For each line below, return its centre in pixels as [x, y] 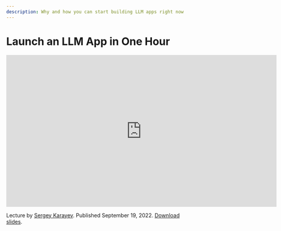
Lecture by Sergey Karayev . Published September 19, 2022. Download [93, 215]
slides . [14, 221]
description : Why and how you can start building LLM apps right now [95, 12]
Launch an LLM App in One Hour [88, 41]
